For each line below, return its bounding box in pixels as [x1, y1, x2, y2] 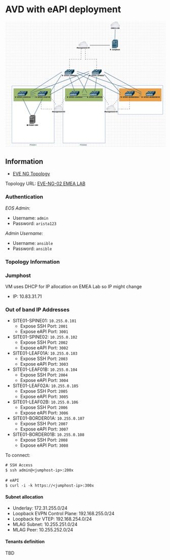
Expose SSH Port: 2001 [20, 323, 68, 329]
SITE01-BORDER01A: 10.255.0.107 [12, 415, 85, 421]
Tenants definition [5, 539, 45, 545]
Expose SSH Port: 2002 [20, 339, 68, 345]
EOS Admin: [5, 205, 30, 211]
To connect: [5, 452, 30, 459]
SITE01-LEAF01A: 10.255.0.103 [12, 350, 78, 357]
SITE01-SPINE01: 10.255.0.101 [12, 318, 77, 324]
